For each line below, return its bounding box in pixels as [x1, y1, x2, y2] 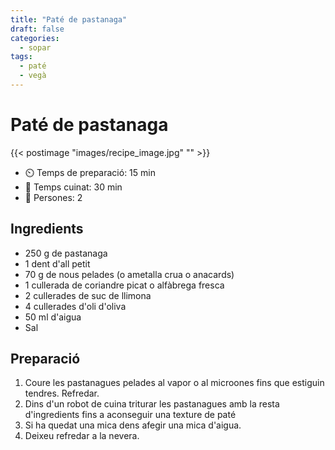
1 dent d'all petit [24, 257, 91, 270]
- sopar [19, 42, 52, 53]
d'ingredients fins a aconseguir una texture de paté [24, 409, 237, 421]
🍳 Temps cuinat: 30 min [24, 181, 123, 193]
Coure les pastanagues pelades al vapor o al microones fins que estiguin [24, 377, 325, 389]
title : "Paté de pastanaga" [10, 14, 128, 25]
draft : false [10, 24, 65, 34]
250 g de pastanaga [24, 247, 108, 259]
